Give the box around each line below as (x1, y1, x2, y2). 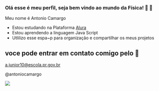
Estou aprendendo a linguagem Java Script (12, 30, 98, 36)
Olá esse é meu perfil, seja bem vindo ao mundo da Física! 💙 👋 (5, 4, 153, 11)
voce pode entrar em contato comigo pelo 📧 (5, 49, 139, 57)
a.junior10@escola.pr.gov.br (5, 62, 61, 68)
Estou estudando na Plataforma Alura (12, 25, 87, 30)
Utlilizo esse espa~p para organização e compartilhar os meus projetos (12, 35, 155, 41)
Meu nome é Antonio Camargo (5, 15, 66, 21)
